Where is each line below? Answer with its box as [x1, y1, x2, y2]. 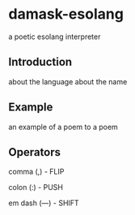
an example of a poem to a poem [8, 122, 119, 131]
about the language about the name [8, 76, 128, 86]
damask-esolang [8, 5, 124, 24]
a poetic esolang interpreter [8, 32, 101, 41]
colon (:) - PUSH [8, 183, 63, 192]
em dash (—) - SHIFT [8, 198, 79, 208]
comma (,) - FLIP [8, 167, 65, 177]
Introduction [8, 55, 73, 69]
